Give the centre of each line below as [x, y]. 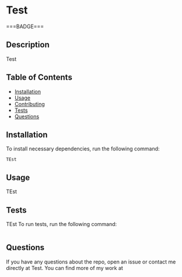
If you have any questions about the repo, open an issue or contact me [91, 262]
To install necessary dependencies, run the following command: [83, 149]
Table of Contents [39, 78]
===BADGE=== [25, 26]
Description [28, 45]
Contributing [29, 104]
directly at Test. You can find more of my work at [65, 268]
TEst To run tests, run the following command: [62, 224]
